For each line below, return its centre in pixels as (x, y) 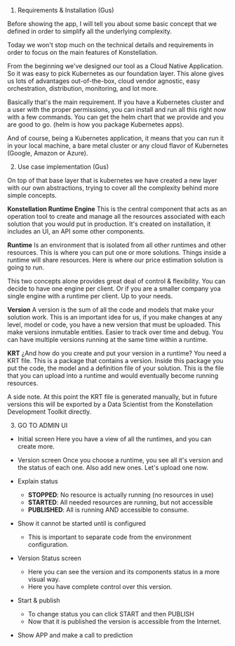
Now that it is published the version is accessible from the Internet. (125, 621)
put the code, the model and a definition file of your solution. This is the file (116, 368)
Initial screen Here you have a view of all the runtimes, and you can (114, 439)
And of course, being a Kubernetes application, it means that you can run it (116, 138)
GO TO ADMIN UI (42, 425)
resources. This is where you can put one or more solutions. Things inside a (117, 252)
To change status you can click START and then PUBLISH (111, 614)
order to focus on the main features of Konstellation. (82, 52)
